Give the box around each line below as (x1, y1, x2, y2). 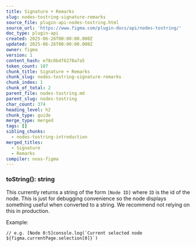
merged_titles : (6, 139, 43, 146)
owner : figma (6, 47, 38, 53)
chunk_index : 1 (6, 80, 43, 86)
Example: (6, 218, 29, 226)
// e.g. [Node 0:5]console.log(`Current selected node (6, 230, 143, 236)
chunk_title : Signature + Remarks (6, 69, 91, 75)
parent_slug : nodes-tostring (6, 96, 77, 101)
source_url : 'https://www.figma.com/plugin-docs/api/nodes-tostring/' (6, 25, 182, 31)
